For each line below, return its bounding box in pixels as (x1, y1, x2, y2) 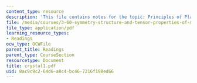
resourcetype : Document (6, 57, 64, 63)
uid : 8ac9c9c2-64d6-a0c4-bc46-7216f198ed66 (6, 68, 114, 74)
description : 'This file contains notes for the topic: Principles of (6, 14, 182, 20)
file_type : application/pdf (6, 25, 75, 31)
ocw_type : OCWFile (6, 41, 51, 47)
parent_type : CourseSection (6, 52, 75, 58)
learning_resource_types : (6, 30, 69, 36)
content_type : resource (6, 8, 64, 15)
